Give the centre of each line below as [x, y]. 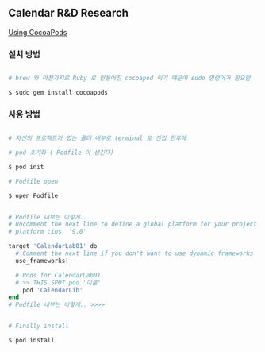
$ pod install [32, 341]
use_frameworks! [42, 261]
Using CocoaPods [38, 32]
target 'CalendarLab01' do [53, 246]
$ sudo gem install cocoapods [58, 92]
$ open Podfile [33, 195]
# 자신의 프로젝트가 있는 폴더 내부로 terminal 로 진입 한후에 [97, 138]
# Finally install [38, 326]
